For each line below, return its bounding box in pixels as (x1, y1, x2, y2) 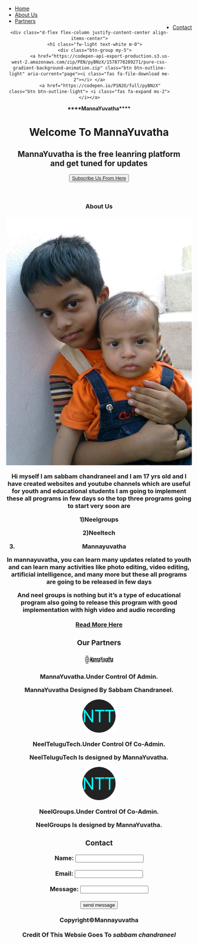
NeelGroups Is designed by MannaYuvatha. (35, 821, 163, 829)
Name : (54, 854, 74, 862)
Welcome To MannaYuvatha (29, 126, 169, 139)
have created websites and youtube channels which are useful (8, 480, 190, 488)
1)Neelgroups (79, 515, 119, 523)
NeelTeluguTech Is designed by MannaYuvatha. (29, 754, 169, 762)
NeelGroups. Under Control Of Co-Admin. (39, 807, 159, 816)
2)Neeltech (82, 529, 116, 537)
